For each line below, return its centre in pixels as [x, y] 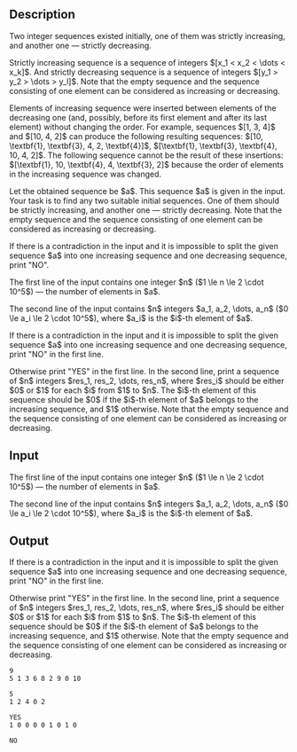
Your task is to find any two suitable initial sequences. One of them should [145, 200]
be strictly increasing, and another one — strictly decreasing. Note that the [145, 210]
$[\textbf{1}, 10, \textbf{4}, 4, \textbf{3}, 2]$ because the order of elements [146, 164]
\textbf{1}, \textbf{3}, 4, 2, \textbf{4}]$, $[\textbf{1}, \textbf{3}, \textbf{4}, [143, 145]
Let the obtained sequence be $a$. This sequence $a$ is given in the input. [147, 191]
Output [29, 541]
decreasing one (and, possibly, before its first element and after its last [138, 117]
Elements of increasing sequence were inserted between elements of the [143, 108]
